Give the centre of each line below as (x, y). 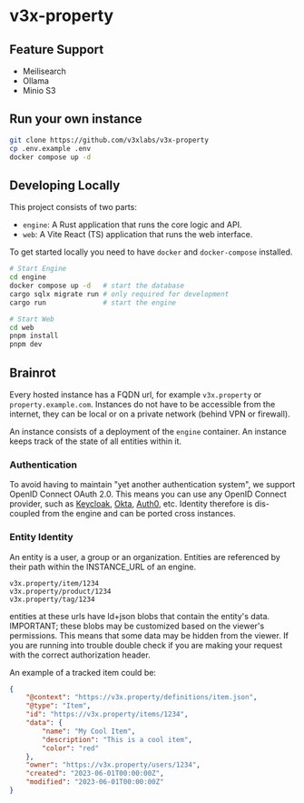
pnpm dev (26, 345)
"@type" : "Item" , (59, 706)
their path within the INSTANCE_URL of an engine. (103, 567)
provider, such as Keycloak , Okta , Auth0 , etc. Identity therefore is (131, 504)
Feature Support (57, 50)
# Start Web (32, 319)
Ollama (36, 81)
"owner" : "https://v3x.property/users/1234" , (113, 765)
